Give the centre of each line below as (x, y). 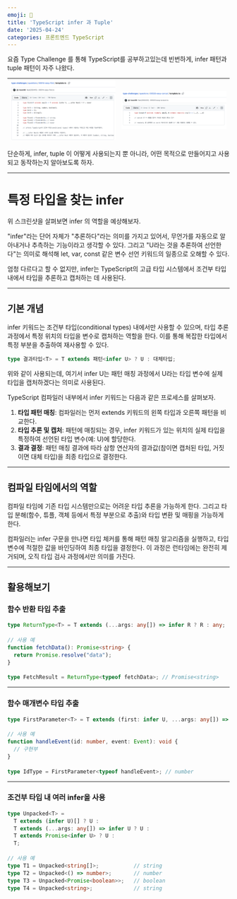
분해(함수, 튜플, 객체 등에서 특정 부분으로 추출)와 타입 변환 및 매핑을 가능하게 (119, 515)
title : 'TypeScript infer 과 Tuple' (61, 22)
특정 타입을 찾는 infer (66, 200)
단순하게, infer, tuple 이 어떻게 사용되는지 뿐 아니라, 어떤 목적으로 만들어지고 (112, 154)
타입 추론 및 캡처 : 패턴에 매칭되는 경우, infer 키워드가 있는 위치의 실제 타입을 (121, 430)
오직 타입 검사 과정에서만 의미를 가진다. (81, 556)
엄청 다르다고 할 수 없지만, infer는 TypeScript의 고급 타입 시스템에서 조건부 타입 (117, 269)
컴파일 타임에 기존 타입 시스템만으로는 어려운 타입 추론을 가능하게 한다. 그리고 (114, 506)
